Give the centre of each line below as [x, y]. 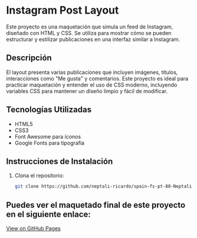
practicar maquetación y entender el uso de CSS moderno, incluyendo [92, 85]
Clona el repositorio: [39, 176]
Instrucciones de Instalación [60, 161]
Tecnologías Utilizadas [49, 110]
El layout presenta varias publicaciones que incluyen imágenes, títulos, [92, 72]
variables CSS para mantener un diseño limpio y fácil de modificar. [87, 91]
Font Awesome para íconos [48, 136]
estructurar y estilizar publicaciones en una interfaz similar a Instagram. [93, 39]
